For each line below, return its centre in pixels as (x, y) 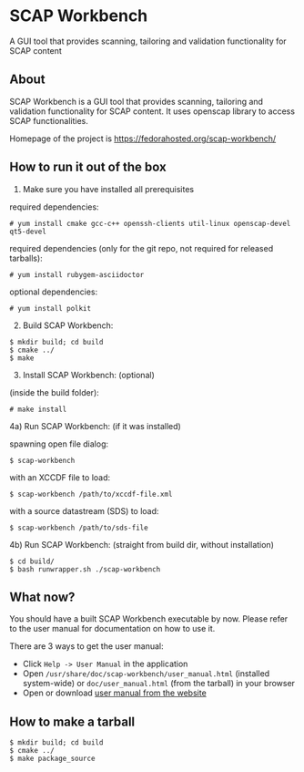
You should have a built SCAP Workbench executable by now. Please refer (149, 619)
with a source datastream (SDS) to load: (84, 510)
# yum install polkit (51, 308)
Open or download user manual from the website (114, 693)
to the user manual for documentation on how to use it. (112, 629)
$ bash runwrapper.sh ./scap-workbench (85, 569)
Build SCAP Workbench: (68, 325)
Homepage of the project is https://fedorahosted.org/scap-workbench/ (143, 139)
